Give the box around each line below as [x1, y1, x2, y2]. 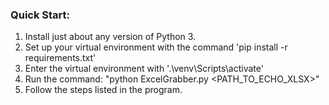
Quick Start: [10, 8, 71, 22]
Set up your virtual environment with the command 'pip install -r [24, 41, 288, 53]
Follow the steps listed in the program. [24, 84, 183, 96]
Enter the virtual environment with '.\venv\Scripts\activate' [24, 63, 264, 75]
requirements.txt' [24, 52, 97, 64]
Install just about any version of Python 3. [24, 31, 197, 43]
